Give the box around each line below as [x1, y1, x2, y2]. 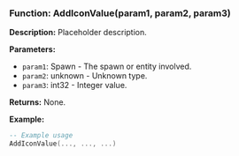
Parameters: [9, 44, 56, 55]
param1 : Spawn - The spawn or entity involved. [21, 61, 192, 72]
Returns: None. [9, 97, 66, 108]
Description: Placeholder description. [9, 27, 148, 38]
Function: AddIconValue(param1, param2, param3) [9, 7, 232, 19]
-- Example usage [9, 131, 73, 140]
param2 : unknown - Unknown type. [21, 71, 148, 81]
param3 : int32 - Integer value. [21, 80, 127, 91]
